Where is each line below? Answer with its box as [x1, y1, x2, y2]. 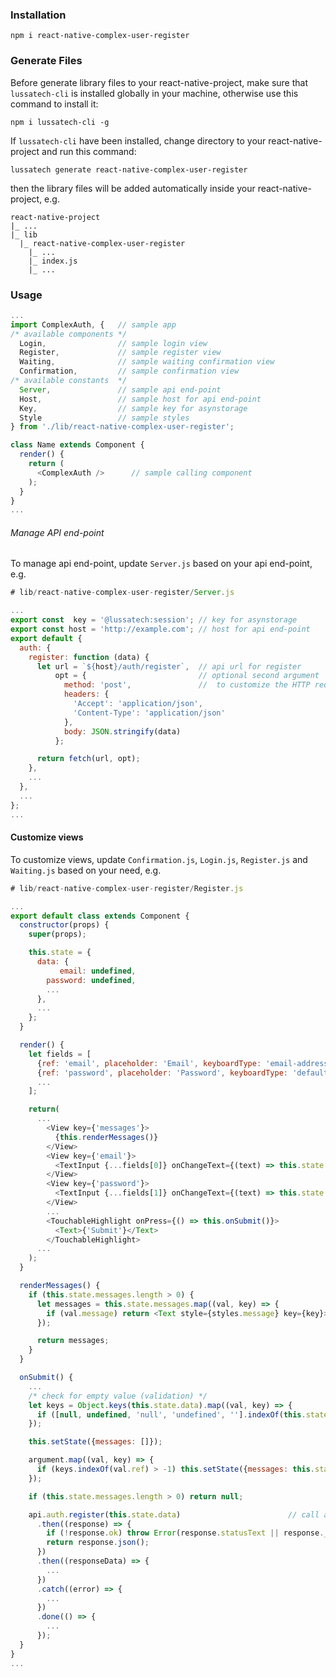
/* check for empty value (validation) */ [28, 1391, 208, 1401]
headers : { [63, 689, 110, 700]
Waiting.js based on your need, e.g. [10, 864, 162, 876]
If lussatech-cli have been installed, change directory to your [10, 134, 267, 147]
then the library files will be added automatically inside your [10, 182, 256, 194]
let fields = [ [28, 1049, 92, 1059]
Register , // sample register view [19, 348, 222, 358]
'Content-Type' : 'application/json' [73, 708, 226, 718]
